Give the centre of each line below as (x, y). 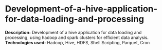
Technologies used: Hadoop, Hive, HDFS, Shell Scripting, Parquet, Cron (77, 42)
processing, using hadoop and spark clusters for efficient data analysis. (77, 37)
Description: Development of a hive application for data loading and (73, 32)
